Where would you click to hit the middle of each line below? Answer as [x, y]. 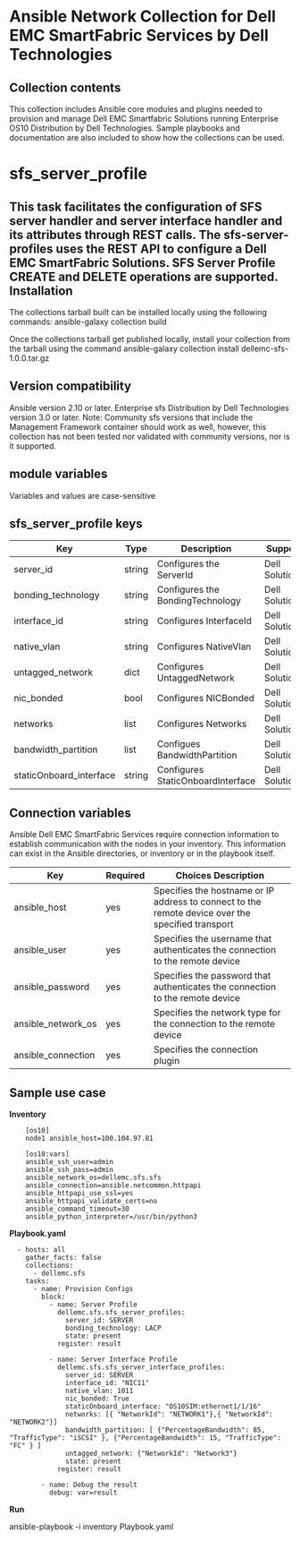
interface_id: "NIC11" [108, 1383]
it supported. [33, 446]
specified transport [193, 924]
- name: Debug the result [90, 1485]
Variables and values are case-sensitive [83, 495]
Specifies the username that [212, 939]
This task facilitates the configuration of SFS [136, 206]
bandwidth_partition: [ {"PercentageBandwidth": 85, [166, 1430]
